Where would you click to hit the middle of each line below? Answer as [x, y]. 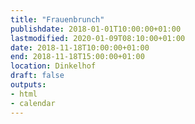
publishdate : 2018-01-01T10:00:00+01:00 [96, 29]
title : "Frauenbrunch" [57, 19]
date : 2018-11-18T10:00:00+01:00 [80, 47]
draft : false [37, 76]
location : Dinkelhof [53, 66]
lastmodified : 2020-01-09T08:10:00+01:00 [98, 38]
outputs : [28, 85]
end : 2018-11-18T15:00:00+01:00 [77, 57]
